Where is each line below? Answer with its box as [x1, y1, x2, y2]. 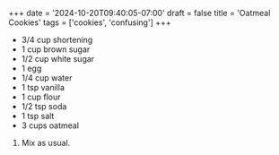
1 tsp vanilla [21, 82, 65, 92]
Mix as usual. [21, 138, 71, 148]
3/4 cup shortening [21, 35, 93, 45]
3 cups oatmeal [21, 120, 80, 131]
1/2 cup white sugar [21, 54, 95, 64]
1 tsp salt [21, 111, 55, 121]
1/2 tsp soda [21, 101, 67, 111]
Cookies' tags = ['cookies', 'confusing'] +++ [8, 17, 171, 28]
